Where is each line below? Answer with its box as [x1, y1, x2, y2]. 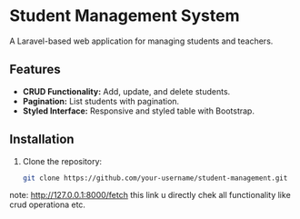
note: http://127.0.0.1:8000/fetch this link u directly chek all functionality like [9, 190, 291, 201]
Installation [9, 132, 75, 147]
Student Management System [9, 5, 240, 26]
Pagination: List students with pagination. [22, 95, 180, 106]
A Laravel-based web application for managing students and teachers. [9, 35, 274, 46]
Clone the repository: [22, 155, 103, 166]
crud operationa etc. [9, 199, 86, 210]
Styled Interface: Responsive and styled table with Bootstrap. [22, 105, 255, 116]
